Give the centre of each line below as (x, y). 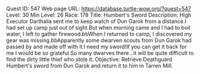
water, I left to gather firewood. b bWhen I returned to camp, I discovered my (99, 34)
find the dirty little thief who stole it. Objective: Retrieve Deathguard (89, 59)
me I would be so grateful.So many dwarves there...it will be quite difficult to (100, 53)
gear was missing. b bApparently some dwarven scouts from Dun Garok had (99, 40)
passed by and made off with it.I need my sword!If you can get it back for (96, 47)
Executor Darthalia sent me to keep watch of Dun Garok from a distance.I (96, 21)
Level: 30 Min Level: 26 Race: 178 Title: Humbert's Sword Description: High (99, 15)
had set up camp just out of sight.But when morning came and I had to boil (98, 27)
